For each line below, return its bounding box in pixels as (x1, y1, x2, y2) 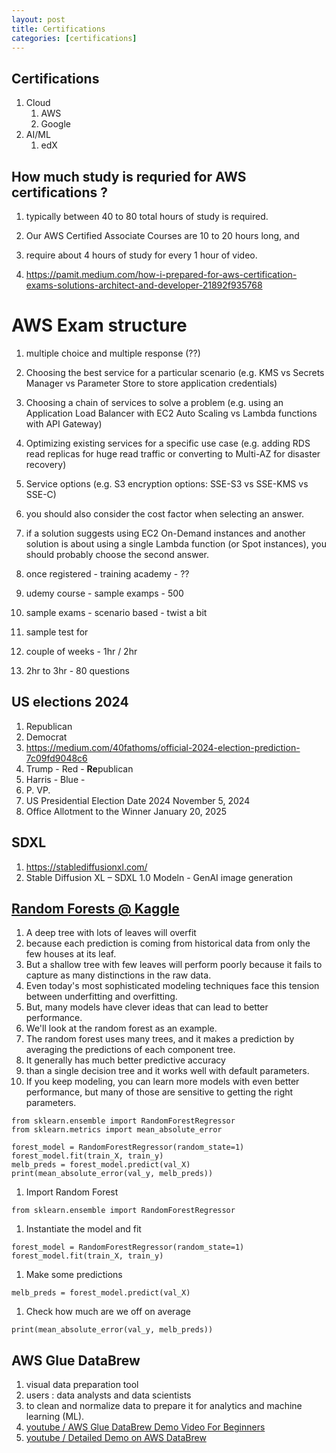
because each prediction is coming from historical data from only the (25, 937, 311, 950)
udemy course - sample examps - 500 (25, 587, 184, 599)
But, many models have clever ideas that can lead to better (25, 1001, 269, 1013)
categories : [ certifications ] (11, 33, 138, 43)
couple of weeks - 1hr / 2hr (25, 645, 138, 657)
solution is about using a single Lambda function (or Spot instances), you (25, 537, 327, 550)
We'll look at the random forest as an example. (25, 1022, 218, 1035)
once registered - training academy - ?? (25, 567, 190, 580)
